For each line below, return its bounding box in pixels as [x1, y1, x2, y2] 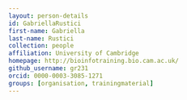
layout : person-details [8, 11, 89, 20]
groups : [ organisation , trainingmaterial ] [8, 79, 154, 87]
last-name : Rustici [8, 34, 74, 43]
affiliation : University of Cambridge [8, 49, 139, 57]
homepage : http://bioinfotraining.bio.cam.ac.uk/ [8, 57, 180, 65]
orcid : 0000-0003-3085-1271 [8, 72, 104, 80]
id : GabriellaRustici [8, 19, 82, 27]
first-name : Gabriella [8, 27, 85, 35]
